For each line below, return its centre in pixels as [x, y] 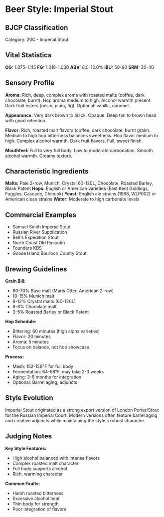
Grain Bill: [15, 281]
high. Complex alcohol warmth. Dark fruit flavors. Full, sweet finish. [74, 141]
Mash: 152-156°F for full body [43, 366]
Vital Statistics [28, 55]
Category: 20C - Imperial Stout [37, 39]
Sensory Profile [30, 83]
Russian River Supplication [40, 232]
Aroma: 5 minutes [30, 342]
